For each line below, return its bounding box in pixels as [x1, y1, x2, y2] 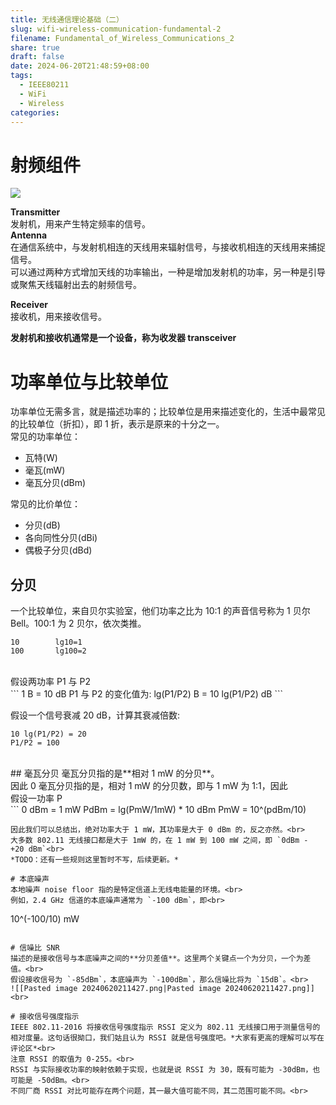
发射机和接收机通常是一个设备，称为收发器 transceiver [10, 332, 237, 344]
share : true [10, 42, 60, 53]
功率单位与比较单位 [10, 371, 169, 393]
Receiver [10, 299, 48, 311]
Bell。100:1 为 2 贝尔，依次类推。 [10, 617, 147, 630]
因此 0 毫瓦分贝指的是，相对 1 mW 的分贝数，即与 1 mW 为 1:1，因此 [10, 780, 288, 792]
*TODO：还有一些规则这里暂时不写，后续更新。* [10, 855, 179, 865]
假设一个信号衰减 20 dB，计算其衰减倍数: [10, 709, 181, 721]
